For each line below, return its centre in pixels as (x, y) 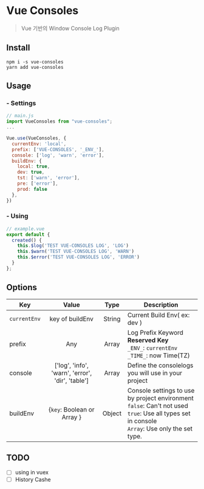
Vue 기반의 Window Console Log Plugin (70, 28)
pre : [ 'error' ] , (38, 184)
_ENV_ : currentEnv (152, 348)
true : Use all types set (159, 413)
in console (142, 421)
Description (161, 304)
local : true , (34, 166)
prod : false (32, 189)
